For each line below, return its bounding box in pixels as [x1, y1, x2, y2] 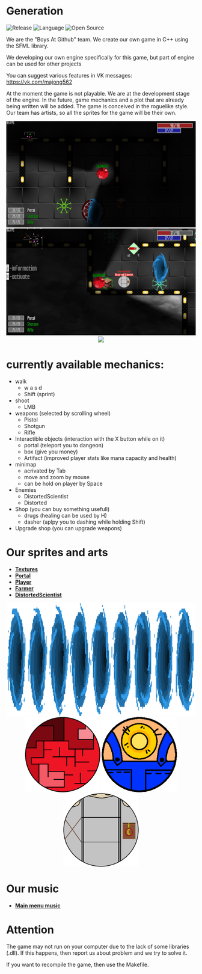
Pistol [23, 416, 38, 423]
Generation [6, 4, 64, 18]
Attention [6, 923, 54, 937]
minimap [14, 461, 37, 468]
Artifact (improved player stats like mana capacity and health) [23, 454, 177, 461]
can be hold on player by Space [23, 480, 103, 487]
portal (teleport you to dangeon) [23, 441, 104, 449]
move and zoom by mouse [23, 473, 90, 480]
